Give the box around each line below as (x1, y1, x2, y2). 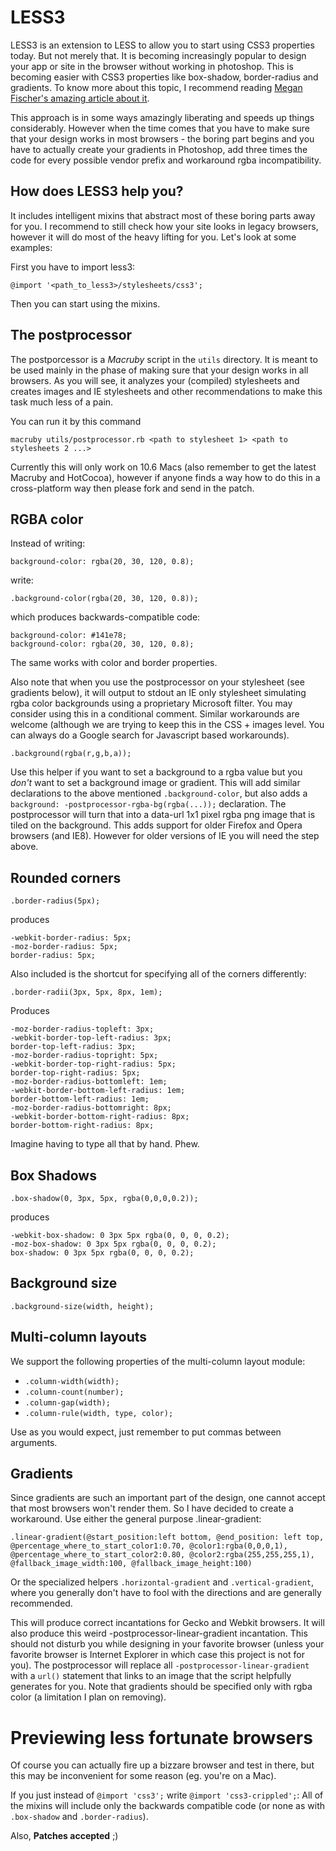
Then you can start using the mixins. (10, 297, 161, 310)
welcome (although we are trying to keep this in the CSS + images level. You (10, 719, 325, 731)
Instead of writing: (10, 537, 86, 550)
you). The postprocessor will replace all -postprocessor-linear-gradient (10, 1659, 310, 1671)
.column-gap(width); (24, 1397, 111, 1408)
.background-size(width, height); (10, 1301, 155, 1311)
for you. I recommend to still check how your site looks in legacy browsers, (10, 220, 319, 232)
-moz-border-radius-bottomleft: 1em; (10, 1077, 168, 1087)
